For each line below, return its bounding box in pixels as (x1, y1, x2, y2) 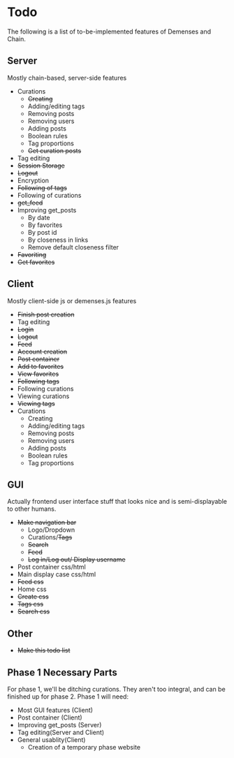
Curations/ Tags (27, 533, 73, 541)
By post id (27, 228, 57, 236)
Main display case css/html (17, 570, 96, 578)
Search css (17, 607, 50, 615)
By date (27, 213, 50, 221)
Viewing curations (17, 392, 70, 400)
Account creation (17, 347, 68, 356)
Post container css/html (17, 563, 86, 571)
